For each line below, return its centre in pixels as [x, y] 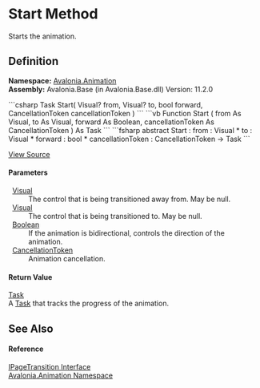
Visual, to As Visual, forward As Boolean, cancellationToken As [111, 122]
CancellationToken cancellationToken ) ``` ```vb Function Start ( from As [125, 113]
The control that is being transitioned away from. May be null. [130, 199]
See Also [31, 328]
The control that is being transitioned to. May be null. [115, 216]
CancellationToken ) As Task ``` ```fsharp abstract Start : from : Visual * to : [130, 130]
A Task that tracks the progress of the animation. [89, 303]
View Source [29, 154]
